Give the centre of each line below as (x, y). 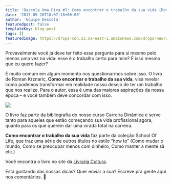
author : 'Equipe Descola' (33, 19)
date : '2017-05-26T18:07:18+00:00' (43, 15)
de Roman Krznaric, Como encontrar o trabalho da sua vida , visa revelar (82, 79)
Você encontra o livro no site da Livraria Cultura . (56, 162)
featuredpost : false (27, 24)
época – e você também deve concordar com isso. (59, 95)
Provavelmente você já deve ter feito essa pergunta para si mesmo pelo (81, 53)
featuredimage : (21, 39)
